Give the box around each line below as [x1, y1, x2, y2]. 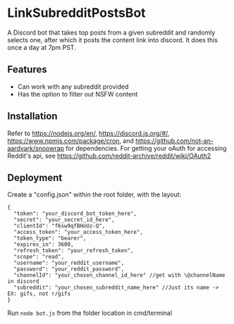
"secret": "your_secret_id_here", [13, 216, 115, 223]
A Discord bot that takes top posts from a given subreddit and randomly [7, 28, 216, 37]
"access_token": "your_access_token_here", [13, 229, 143, 236]
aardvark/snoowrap [7, 144, 65, 152]
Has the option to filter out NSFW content [17, 89, 138, 98]
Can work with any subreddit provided [17, 82, 129, 91]
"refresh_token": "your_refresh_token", [13, 247, 134, 254]
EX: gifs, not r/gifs [7, 290, 71, 297]
